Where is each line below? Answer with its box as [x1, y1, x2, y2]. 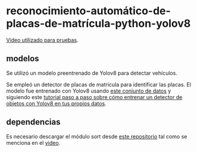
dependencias [6, 117, 61, 127]
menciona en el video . [6, 139, 61, 146]
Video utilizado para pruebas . [6, 36, 79, 43]
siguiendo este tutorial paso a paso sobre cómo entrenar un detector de [6, 93, 183, 100]
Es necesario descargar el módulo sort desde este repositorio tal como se [6, 132, 187, 140]
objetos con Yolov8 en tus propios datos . [6, 100, 107, 107]
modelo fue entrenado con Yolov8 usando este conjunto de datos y [6, 87, 171, 94]
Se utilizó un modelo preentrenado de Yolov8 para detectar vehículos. [6, 69, 177, 77]
